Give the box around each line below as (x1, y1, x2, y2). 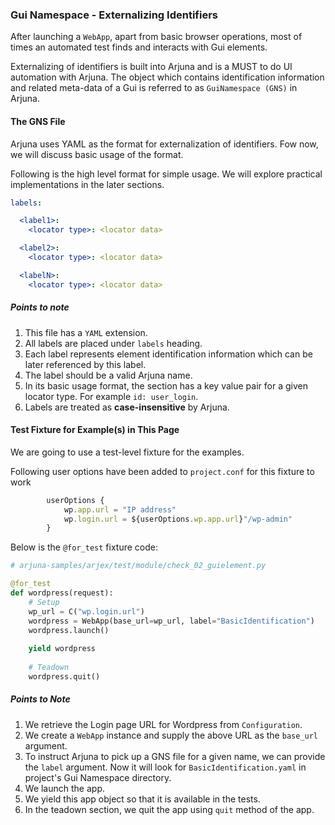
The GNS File (10, 115, 66, 127)
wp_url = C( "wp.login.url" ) (28, 606, 145, 617)
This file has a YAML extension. (24, 326, 148, 338)
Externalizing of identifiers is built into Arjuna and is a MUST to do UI (10, 61, 293, 73)
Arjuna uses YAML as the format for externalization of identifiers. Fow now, (10, 138, 319, 150)
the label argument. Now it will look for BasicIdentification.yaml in (24, 761, 307, 773)
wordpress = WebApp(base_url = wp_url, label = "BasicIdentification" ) (28, 616, 315, 626)
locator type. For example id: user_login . (24, 390, 199, 402)
